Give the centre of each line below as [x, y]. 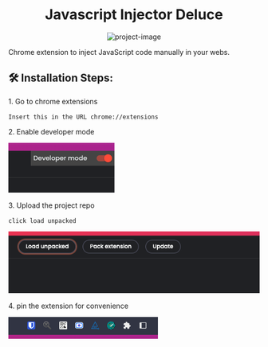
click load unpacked [43, 220]
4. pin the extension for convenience [69, 306]
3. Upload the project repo [51, 205]
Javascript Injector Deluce [134, 15]
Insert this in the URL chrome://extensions [83, 117]
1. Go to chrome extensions [53, 101]
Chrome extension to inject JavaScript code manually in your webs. [119, 52]
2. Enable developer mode [51, 131]
